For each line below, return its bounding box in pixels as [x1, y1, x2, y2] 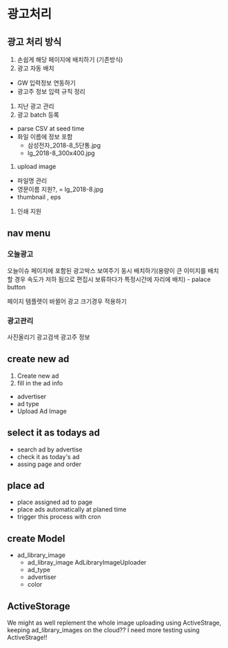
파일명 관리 [17, 176, 48, 185]
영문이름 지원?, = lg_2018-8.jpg [17, 185, 103, 193]
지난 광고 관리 [17, 102, 54, 110]
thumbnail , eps [17, 193, 61, 201]
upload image [17, 163, 56, 170]
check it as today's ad [17, 452, 80, 460]
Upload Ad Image [17, 407, 67, 415]
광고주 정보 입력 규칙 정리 [17, 88, 86, 95]
